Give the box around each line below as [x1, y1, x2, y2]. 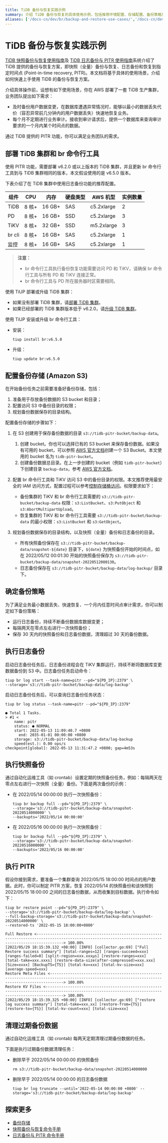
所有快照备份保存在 [19, 540, 60, 546]
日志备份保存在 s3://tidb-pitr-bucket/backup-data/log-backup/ [19, 565, 153, 571]
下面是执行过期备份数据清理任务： [5, 1046, 75, 1052]
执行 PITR [5, 862, 35, 871]
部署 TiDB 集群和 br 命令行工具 [5, 149, 99, 158]
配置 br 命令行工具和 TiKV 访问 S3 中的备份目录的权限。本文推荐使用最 [12, 476, 158, 482]
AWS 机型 [91, 194, 115, 201]
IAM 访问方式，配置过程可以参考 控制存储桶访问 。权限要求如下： [22, 483, 155, 489]
